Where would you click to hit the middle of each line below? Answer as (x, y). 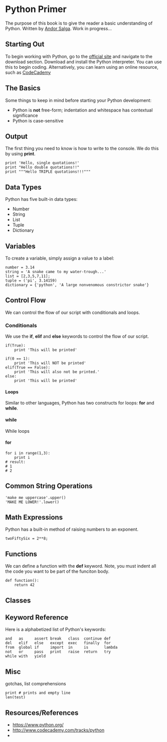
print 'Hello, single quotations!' (42, 163)
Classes (18, 600)
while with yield (26, 656)
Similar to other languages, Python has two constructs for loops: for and (80, 403)
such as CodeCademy (28, 72)
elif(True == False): (28, 367)
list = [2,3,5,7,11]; (28, 276)
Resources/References (42, 713)
